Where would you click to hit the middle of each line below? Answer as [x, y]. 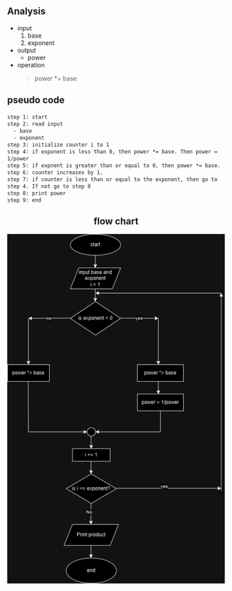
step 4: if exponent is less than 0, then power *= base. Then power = [112, 152]
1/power [18, 159]
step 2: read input [35, 124]
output [27, 50]
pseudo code [36, 100]
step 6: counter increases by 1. [55, 173]
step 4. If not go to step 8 [49, 186]
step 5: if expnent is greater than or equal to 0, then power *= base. [114, 166]
